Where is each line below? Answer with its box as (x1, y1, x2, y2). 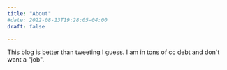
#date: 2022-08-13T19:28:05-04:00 (7, 17, 108, 24)
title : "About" (7, 10, 52, 17)
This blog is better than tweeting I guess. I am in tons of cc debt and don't (7, 48, 220, 56)
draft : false (7, 23, 45, 30)
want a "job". (7, 55, 44, 64)
